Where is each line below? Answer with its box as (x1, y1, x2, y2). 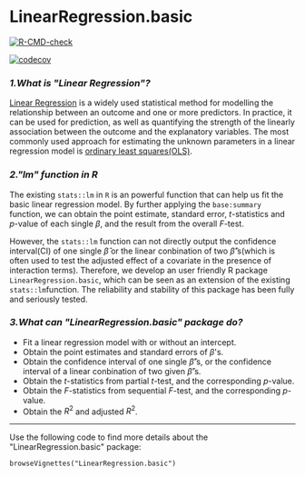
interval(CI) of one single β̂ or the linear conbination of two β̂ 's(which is (9, 245, 275, 256)
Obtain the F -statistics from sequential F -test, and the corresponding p (22, 384, 289, 396)
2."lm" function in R (9, 168, 98, 181)
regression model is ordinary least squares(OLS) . (9, 145, 193, 156)
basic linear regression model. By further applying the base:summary (9, 198, 261, 210)
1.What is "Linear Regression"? (9, 76, 152, 89)
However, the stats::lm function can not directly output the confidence (9, 235, 277, 246)
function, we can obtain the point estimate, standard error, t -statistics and (9, 208, 286, 219)
